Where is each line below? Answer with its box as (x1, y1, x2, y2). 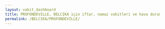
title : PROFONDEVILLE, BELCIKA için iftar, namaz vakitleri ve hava (5, 12, 148, 17)
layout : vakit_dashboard (5, 7, 56, 12)
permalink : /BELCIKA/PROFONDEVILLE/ (5, 16, 80, 21)
